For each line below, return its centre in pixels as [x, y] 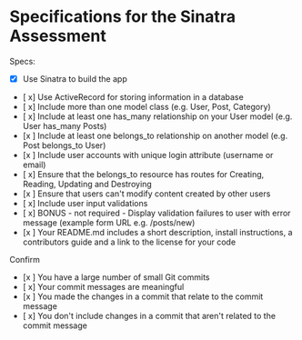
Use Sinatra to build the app [75, 78]
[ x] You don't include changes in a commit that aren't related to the [149, 316]
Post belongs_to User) [64, 145]
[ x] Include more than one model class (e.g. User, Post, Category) [146, 107]
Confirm [25, 260]
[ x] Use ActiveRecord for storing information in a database [133, 97]
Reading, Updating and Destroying [87, 184]
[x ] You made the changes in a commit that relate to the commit [143, 296]
